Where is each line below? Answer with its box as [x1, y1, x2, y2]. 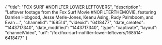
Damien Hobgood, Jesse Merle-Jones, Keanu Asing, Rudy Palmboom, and [5, 15, 154, 20]
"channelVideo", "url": [5, 30, 49, 35]
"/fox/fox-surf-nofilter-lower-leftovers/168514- [50, 30, 143, 35]
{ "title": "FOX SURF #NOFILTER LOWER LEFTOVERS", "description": [5, 4, 142, 10]
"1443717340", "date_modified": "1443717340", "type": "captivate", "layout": [5, 25, 158, 30]
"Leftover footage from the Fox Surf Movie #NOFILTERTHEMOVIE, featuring [5, 9, 156, 15]
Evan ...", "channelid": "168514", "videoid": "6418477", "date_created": [5, 19, 145, 25]
